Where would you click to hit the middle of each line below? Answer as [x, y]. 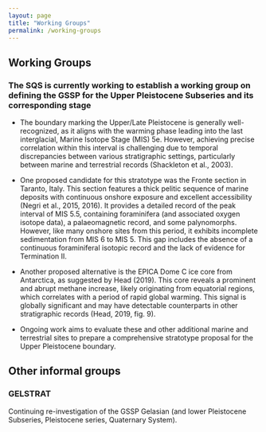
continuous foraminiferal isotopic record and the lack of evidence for [132, 248]
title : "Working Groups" [49, 23]
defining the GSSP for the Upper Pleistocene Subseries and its [131, 95]
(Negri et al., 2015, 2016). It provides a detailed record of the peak [128, 206]
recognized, [39, 131]
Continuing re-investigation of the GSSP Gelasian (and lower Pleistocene [127, 411]
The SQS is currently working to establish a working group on [129, 85]
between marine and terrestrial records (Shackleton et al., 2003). [126, 165]
